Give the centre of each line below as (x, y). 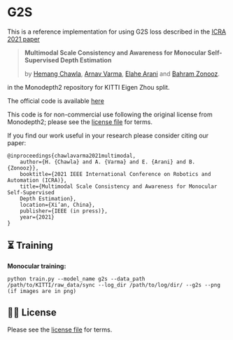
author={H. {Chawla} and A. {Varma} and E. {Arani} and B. (108, 162)
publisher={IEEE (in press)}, (64, 211)
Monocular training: (37, 266)
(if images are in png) (42, 291)
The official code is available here (56, 101)
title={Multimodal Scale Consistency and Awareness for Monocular (119, 186)
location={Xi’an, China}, (58, 205)
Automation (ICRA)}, (37, 180)
